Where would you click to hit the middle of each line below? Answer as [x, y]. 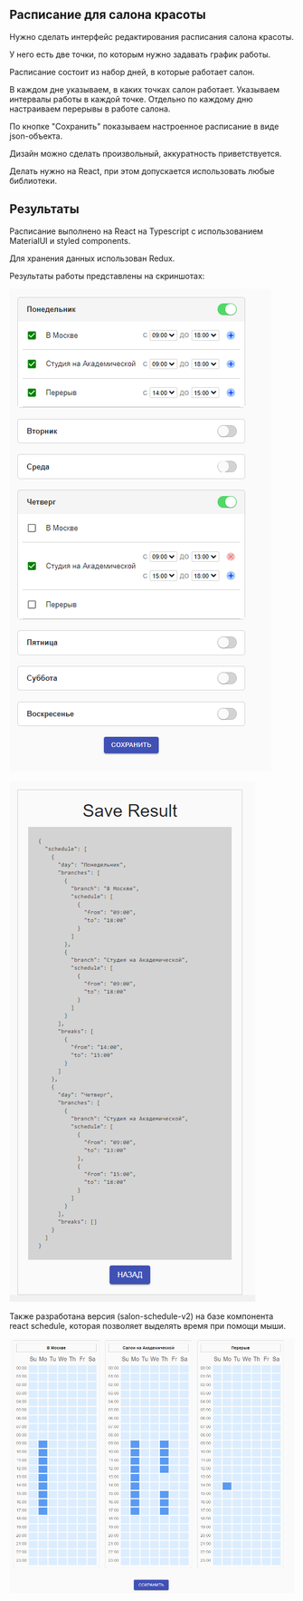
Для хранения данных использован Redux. [92, 258]
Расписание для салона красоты [108, 15]
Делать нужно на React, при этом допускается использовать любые [142, 170]
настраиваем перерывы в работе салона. [90, 109]
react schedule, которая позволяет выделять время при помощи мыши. [148, 1325]
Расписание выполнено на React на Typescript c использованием [137, 231]
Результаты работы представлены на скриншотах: [107, 276]
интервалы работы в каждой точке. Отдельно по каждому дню [131, 99]
